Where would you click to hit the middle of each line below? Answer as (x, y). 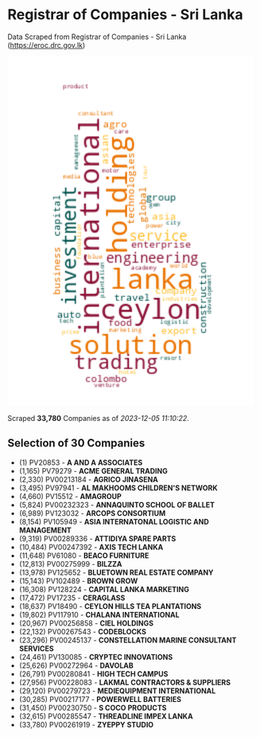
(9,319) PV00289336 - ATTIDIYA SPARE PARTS (97, 538)
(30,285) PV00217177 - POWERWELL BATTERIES (100, 699)
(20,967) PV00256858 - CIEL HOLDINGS (86, 623)
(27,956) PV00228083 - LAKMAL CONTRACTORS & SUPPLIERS (125, 682)
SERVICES (36, 648)
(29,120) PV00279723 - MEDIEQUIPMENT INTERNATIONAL (117, 691)
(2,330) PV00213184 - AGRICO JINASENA (88, 479)
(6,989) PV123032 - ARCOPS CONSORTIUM (92, 513)
